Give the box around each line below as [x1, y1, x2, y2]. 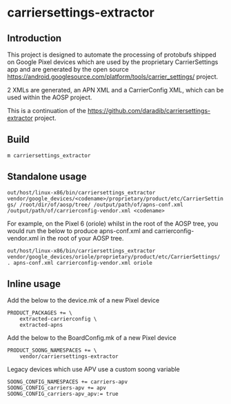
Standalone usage [7, 171, 88, 183]
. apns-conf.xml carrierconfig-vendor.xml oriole [7, 259, 153, 266]
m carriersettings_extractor [7, 152, 91, 159]
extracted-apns [19, 322, 63, 329]
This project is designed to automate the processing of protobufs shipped [7, 50, 217, 59]
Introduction [7, 32, 62, 44]
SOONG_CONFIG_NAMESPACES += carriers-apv [7, 378, 128, 385]
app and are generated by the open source [7, 65, 129, 73]
